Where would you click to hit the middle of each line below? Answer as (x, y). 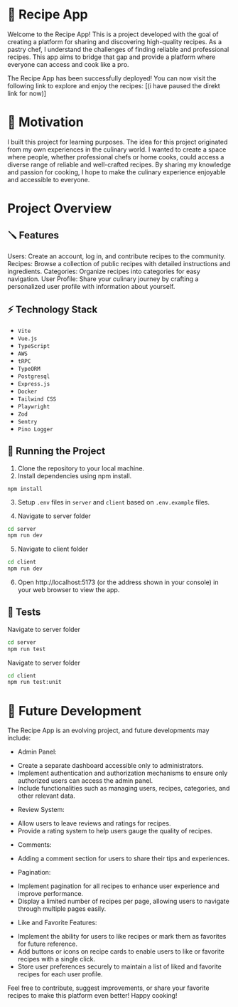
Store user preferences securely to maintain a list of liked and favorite (119, 966)
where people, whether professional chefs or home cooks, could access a (116, 157)
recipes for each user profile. (60, 974)
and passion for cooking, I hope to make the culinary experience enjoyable (117, 172)
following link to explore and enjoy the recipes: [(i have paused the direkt (114, 85)
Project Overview (60, 209)
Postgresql (34, 376)
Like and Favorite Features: (57, 923)
